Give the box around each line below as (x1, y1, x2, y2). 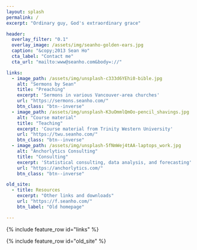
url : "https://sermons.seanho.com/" (17, 98, 109, 104)
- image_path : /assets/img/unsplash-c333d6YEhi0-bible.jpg (11, 75, 163, 81)
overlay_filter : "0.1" (11, 37, 68, 43)
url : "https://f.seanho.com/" (17, 198, 93, 204)
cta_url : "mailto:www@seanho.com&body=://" (11, 58, 122, 65)
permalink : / (6, 14, 39, 20)
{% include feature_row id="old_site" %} (6, 237, 106, 245)
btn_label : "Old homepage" (17, 204, 85, 210)
